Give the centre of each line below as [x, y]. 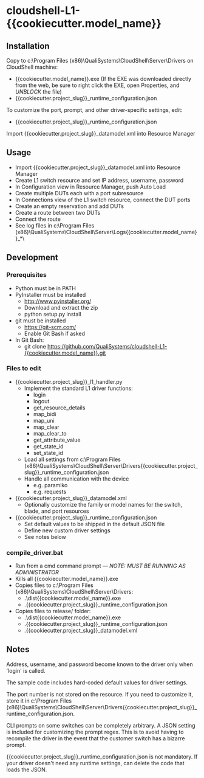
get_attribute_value [57, 440]
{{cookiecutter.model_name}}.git [65, 353]
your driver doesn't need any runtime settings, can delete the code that [95, 763]
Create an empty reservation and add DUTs [70, 206]
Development [32, 258]
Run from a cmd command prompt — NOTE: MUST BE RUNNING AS [100, 566]
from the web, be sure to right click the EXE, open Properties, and [97, 85]
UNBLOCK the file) [38, 92]
